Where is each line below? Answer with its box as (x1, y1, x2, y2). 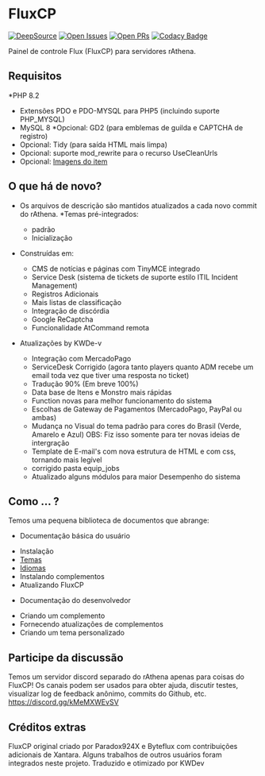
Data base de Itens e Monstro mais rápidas (31, 387, 172, 397)
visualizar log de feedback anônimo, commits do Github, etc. (8, 689, 207, 699)
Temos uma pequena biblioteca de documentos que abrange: (8, 515, 209, 525)
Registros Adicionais (31, 289, 99, 299)
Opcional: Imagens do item (19, 156, 108, 166)
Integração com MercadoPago (31, 353, 132, 363)
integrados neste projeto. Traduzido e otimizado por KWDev (8, 759, 205, 767)
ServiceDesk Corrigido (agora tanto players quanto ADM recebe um (31, 362, 254, 372)
